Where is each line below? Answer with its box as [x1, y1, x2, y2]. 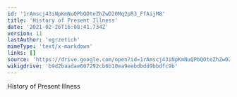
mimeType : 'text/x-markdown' [7, 43, 93, 50]
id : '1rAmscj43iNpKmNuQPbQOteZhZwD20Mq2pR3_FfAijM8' [7, 10, 166, 18]
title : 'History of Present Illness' [7, 17, 119, 24]
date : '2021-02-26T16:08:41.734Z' [7, 23, 109, 30]
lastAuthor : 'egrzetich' [7, 37, 80, 44]
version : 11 [7, 30, 42, 37]
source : [7, 56, 30, 63]
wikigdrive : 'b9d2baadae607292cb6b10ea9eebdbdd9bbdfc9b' [7, 63, 178, 70]
